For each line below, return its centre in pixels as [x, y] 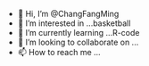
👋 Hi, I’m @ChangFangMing [68, 14]
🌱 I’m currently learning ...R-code [79, 33]
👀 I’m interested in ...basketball [74, 23]
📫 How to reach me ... [59, 52]
